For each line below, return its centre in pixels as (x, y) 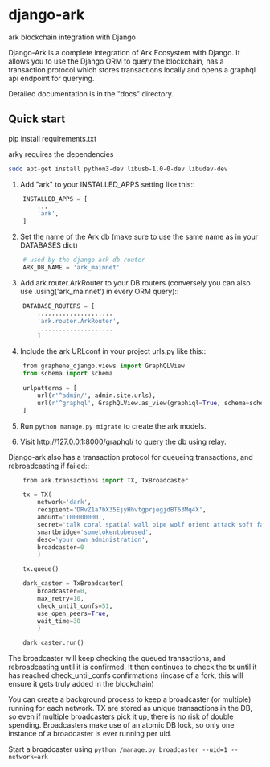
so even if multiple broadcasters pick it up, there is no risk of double (121, 716)
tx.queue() (41, 569)
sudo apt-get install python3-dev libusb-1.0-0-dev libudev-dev (118, 169)
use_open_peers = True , (74, 613)
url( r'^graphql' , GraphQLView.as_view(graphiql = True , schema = (143, 403)
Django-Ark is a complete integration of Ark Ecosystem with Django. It (125, 52)
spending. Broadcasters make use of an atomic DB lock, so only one (121, 725)
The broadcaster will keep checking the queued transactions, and (117, 658)
